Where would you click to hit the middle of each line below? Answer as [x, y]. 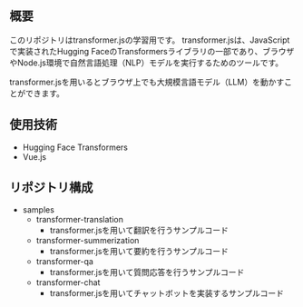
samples [38, 210]
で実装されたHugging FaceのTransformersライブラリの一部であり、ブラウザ [152, 51]
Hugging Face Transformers [75, 147]
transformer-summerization [88, 241]
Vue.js [34, 156]
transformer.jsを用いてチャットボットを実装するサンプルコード [166, 293]
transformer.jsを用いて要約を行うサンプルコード [139, 252]
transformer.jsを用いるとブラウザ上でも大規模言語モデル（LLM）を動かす [147, 82]
